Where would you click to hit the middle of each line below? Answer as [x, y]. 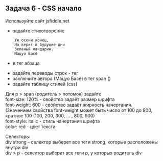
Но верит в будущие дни [40, 45]
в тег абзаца [26, 63]
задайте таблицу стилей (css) [45, 84]
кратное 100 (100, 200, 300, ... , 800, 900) [50, 115]
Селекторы [17, 136]
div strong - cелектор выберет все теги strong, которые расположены [82, 142]
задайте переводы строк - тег [45, 73]
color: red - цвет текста [30, 126]
